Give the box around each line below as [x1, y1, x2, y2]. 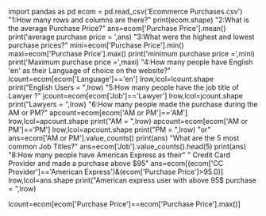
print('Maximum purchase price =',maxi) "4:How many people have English [8, 57, 253, 67]
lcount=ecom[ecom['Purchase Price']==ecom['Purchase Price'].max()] [8, 199, 241, 209]
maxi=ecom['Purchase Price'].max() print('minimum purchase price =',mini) [8, 49, 256, 58]
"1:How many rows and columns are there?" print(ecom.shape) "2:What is [8, 15, 250, 25]
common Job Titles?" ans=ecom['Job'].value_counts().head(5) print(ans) [8, 142, 247, 151]
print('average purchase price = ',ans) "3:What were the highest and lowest [8, 32, 255, 41]
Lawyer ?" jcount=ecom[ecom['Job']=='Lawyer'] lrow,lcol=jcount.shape [8, 91, 244, 100]
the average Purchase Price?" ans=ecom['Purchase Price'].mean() [8, 24, 226, 33]
